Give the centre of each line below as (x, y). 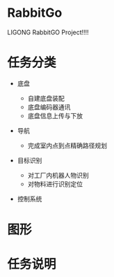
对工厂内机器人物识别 (58, 175)
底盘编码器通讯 (49, 107)
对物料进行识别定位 (55, 184)
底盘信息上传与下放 (55, 115)
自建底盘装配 (46, 98)
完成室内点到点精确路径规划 (67, 145)
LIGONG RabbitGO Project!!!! (48, 32)
